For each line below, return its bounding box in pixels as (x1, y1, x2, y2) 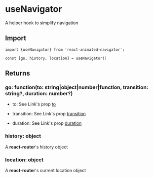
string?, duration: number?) (5, 90, 73, 97)
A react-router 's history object (5, 144, 68, 150)
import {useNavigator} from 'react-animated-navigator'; (5, 47, 125, 52)
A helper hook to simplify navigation (5, 20, 78, 26)
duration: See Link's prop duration (12, 120, 82, 126)
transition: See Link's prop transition (12, 111, 86, 117)
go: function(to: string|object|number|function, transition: (5, 84, 149, 91)
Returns (5, 69, 31, 77)
